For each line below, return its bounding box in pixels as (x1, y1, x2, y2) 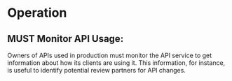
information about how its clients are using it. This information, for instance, (7, 59, 226, 67)
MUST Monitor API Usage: (7, 33, 124, 45)
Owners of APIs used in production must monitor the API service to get (7, 51, 212, 59)
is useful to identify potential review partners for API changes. (7, 66, 186, 74)
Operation (7, 5, 67, 21)
